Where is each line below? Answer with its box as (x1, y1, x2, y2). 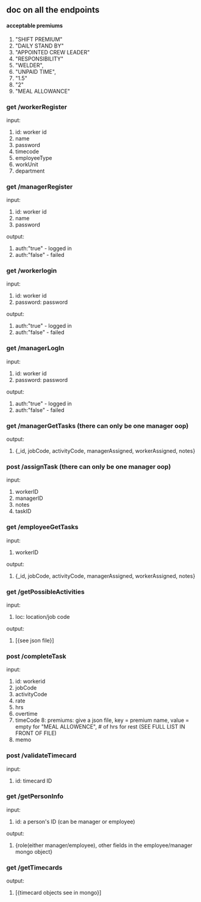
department (15, 167, 45, 175)
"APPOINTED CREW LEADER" (15, 48, 90, 56)
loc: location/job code (15, 613, 70, 620)
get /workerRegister (6, 103, 68, 111)
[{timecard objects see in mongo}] (15, 889, 102, 897)
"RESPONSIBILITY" (15, 55, 64, 62)
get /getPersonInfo (6, 792, 64, 801)
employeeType (15, 154, 52, 161)
